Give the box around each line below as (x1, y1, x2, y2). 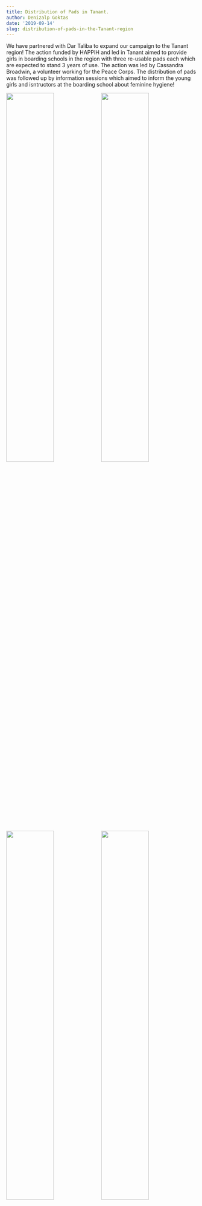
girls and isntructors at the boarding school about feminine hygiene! (6, 81, 175, 88)
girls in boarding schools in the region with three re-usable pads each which (6, 55, 196, 62)
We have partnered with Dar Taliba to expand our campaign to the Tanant (6, 42, 189, 50)
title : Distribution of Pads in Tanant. (6, 8, 110, 15)
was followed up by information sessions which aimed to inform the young (6, 74, 191, 82)
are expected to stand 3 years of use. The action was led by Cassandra (6, 62, 184, 69)
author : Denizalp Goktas (6, 15, 69, 21)
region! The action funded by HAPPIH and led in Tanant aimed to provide (6, 49, 187, 56)
